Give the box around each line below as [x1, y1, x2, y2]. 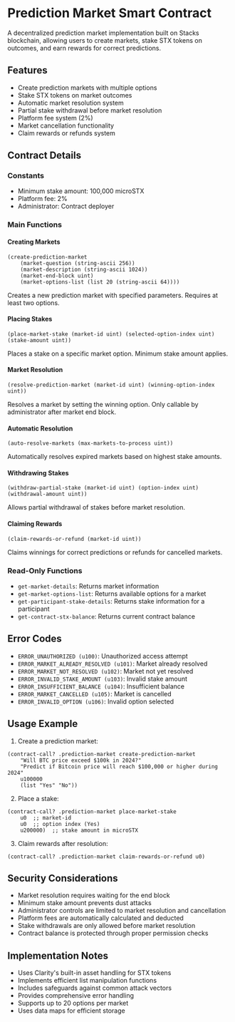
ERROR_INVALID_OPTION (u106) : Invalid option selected [17, 697, 174, 706]
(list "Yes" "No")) [20, 782, 78, 789]
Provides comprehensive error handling [17, 991, 134, 1000]
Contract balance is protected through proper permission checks [17, 929, 209, 938]
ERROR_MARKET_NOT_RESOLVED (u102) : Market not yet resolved [17, 666, 194, 675]
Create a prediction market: [17, 736, 98, 745]
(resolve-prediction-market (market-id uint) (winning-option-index [7, 381, 215, 388]
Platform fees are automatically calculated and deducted [17, 914, 184, 922]
